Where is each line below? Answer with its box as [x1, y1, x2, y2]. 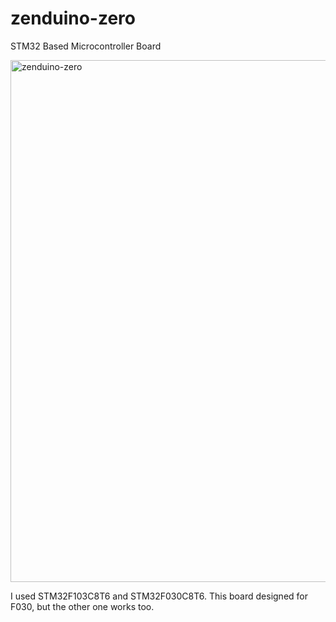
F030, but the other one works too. [10, 600, 155, 612]
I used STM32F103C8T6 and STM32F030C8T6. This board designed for [10, 590, 308, 602]
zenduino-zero [10, 7, 137, 30]
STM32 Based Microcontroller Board [10, 40, 162, 52]
